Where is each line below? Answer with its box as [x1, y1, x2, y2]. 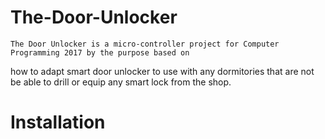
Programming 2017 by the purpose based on [10, 47, 190, 58]
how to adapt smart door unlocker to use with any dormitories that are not [10, 65, 315, 77]
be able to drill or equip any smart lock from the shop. [10, 76, 232, 88]
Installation [10, 111, 106, 134]
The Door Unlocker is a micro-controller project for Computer [10, 39, 280, 49]
